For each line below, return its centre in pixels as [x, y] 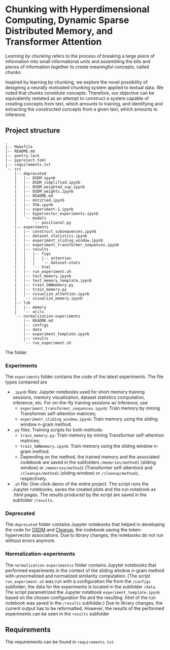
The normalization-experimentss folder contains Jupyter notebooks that [81, 565]
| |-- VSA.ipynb [34, 205]
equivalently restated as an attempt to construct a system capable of [77, 98]
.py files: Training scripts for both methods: [58, 430]
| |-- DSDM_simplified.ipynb [47, 182]
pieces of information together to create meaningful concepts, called [77, 67]
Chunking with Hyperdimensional [77, 9]
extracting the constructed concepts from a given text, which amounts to [81, 109]
